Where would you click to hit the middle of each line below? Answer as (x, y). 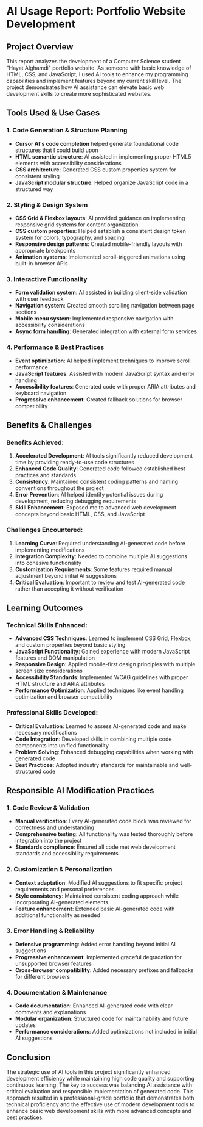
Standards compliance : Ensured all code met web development (95, 847)
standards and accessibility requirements (67, 854)
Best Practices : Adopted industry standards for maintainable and (97, 765)
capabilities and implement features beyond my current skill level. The (94, 81)
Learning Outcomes (45, 607)
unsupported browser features (53, 963)
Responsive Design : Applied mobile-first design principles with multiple (105, 664)
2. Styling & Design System (47, 204)
